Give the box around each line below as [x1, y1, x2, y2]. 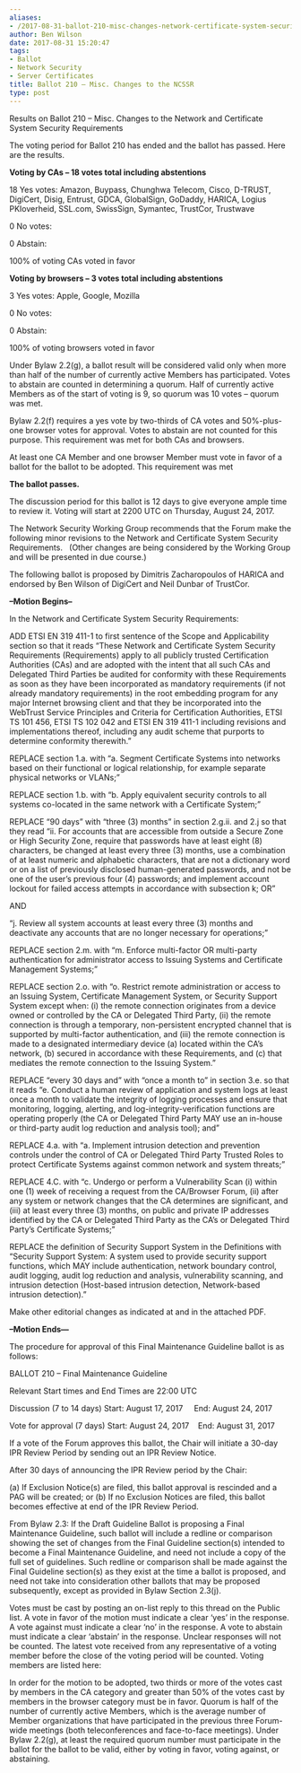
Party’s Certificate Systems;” [9, 1224, 116, 1235]
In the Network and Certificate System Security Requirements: [9, 613, 239, 624]
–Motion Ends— [9, 1323, 70, 1334]
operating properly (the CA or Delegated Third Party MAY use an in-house [9, 1113, 283, 1123]
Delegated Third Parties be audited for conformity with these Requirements [9, 668, 287, 679]
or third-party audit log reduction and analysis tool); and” [9, 1122, 220, 1133]
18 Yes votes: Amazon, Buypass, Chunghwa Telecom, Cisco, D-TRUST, [9, 184, 271, 195]
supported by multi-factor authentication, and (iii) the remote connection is [9, 1028, 286, 1039]
